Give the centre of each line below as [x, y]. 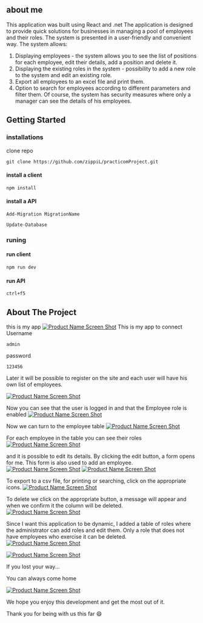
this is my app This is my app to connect [95, 327]
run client [19, 254]
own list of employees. [34, 384]
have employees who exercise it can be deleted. [66, 537]
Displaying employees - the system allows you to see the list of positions [106, 56]
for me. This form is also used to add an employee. [70, 463]
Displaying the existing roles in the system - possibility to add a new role [105, 69]
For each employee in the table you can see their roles [74, 438]
